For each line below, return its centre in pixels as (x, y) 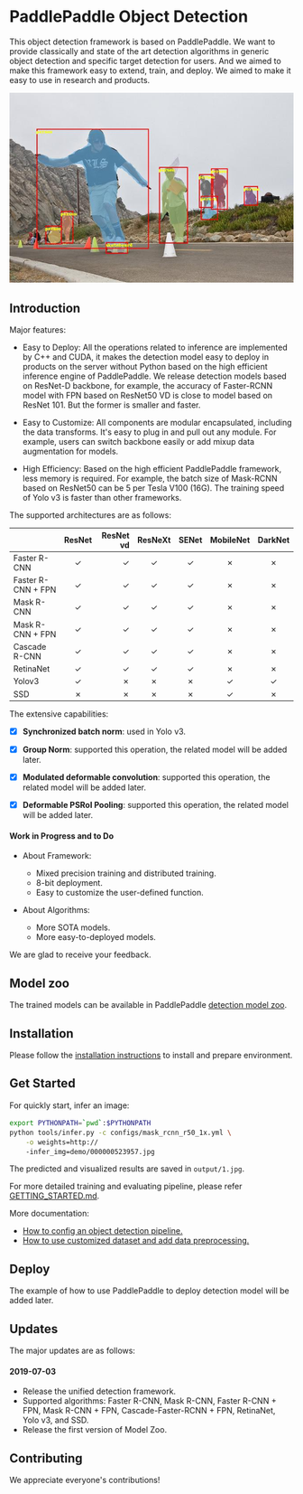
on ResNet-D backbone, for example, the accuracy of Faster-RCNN (147, 385)
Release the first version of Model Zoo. (95, 1430)
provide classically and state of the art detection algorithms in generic (139, 51)
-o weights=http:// (62, 1142)
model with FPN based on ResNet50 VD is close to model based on (147, 395)
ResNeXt (154, 540)
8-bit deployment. (69, 883)
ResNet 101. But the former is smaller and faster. (111, 405)
